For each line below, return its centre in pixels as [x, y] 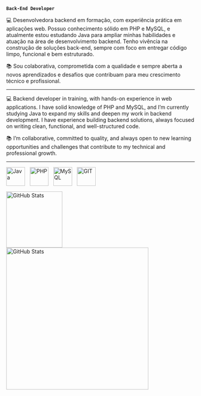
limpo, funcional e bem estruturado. [50, 54]
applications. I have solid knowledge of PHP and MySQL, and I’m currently [98, 107]
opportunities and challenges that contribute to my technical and [86, 147]
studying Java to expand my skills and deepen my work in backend [89, 113]
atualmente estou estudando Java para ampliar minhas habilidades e [91, 35]
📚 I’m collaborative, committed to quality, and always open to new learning [99, 138]
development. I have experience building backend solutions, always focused [100, 120]
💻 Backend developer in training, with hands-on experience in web [89, 98]
